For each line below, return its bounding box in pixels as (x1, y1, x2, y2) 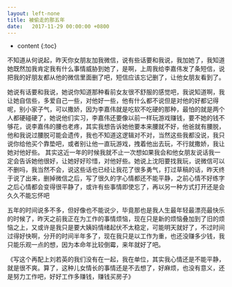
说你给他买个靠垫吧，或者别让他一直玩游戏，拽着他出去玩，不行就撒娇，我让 (7, 139, 225, 148)
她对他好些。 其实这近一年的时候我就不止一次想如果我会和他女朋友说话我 (7, 148, 215, 157)
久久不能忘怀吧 (7, 191, 50, 200)
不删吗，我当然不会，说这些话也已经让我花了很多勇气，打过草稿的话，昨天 (7, 166, 219, 174)
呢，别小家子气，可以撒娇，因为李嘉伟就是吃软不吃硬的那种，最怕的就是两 (7, 105, 219, 114)
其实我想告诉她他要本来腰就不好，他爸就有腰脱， (85, 122, 225, 131)
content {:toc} (17, 42, 57, 50)
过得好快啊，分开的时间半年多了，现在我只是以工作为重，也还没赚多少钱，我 (7, 232, 225, 240)
